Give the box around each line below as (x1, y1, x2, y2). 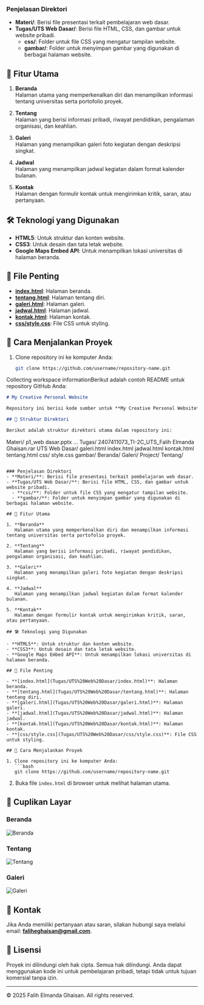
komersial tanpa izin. (6, 974, 58, 981)
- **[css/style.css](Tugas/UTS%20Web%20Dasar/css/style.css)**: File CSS (6, 731, 197, 737)
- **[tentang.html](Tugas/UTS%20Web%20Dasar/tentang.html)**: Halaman (6, 689, 189, 695)
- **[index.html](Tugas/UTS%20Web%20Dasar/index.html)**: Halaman (6, 678, 178, 684)
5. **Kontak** (6, 607, 42, 613)
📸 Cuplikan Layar (6, 797, 72, 807)
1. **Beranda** (6, 521, 45, 527)
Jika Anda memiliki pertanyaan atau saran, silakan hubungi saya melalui (6, 921, 186, 928)
